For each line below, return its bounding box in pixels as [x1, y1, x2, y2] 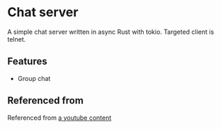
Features [7, 56, 47, 68]
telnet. [7, 35, 26, 43]
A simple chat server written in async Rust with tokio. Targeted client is [7, 27, 215, 36]
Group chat [17, 74, 51, 82]
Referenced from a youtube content [7, 113, 112, 122]
